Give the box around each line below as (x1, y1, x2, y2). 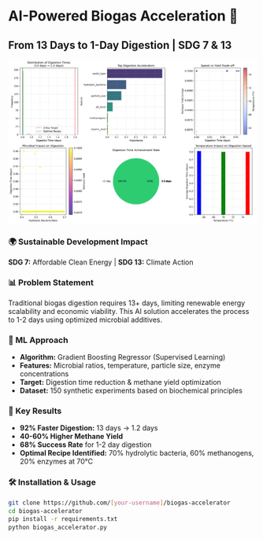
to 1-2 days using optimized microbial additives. (8, 315, 163, 324)
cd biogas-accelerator (8, 507, 83, 515)
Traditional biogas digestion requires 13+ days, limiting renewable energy (8, 298, 246, 308)
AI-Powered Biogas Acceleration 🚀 (8, 7, 239, 25)
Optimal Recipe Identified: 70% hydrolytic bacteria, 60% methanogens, (19, 449, 254, 458)
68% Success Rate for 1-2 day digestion (19, 440, 152, 449)
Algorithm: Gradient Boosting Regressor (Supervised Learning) (19, 353, 226, 362)
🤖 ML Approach (8, 334, 69, 345)
